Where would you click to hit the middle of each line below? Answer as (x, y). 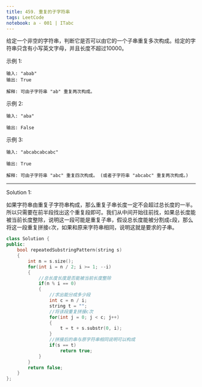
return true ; (76, 351)
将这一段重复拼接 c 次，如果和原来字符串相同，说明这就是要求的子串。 (92, 228)
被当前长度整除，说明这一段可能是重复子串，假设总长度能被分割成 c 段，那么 (100, 220)
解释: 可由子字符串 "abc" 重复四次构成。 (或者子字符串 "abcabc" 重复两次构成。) (97, 176)
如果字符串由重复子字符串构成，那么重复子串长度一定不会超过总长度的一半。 (101, 205)
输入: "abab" (22, 74)
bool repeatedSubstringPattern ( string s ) (69, 250)
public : (16, 244)
